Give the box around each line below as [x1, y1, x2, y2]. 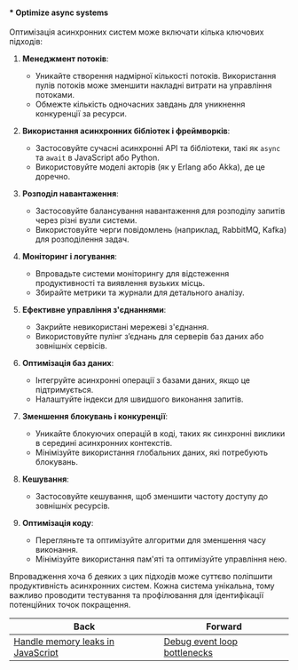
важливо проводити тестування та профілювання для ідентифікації [9, 590, 264, 601]
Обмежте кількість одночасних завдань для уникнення [35, 99, 246, 110]
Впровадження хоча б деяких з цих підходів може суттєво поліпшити [9, 571, 273, 582]
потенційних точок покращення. [9, 600, 131, 610]
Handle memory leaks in [13, 635, 115, 648]
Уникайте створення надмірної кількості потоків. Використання [35, 71, 277, 82]
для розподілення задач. [35, 234, 130, 244]
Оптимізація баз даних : [21, 358, 114, 369]
